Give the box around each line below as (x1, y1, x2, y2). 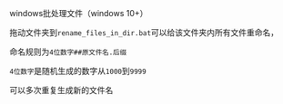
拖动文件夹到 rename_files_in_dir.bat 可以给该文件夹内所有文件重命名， (9, 27, 279, 38)
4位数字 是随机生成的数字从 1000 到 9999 (9, 66, 147, 76)
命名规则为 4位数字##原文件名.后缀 (9, 46, 127, 57)
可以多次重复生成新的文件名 (9, 85, 114, 95)
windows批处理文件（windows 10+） (9, 8, 148, 18)
